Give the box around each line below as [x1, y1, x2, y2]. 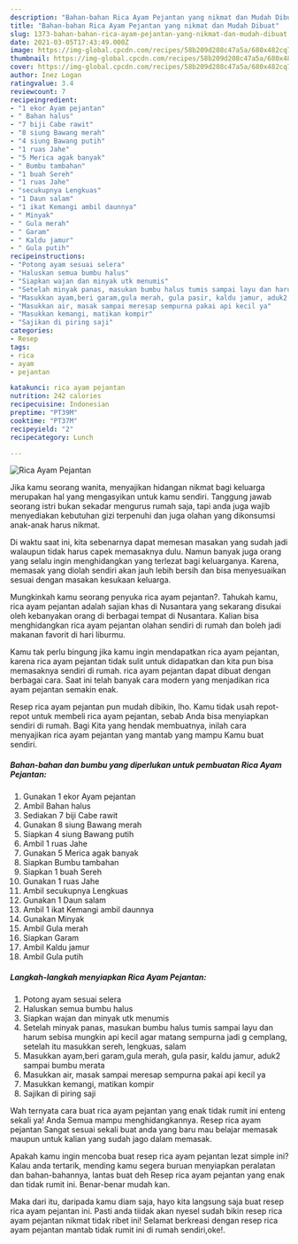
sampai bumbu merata [22, 1060, 105, 1071]
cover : [10, 63, 34, 72]
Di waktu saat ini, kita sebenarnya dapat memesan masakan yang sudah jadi [10, 537, 288, 548]
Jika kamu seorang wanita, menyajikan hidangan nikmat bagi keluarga [10, 482, 265, 493]
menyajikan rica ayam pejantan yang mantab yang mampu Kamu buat [10, 730, 264, 740]
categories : [10, 326, 54, 335]
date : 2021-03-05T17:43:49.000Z [10, 37, 129, 47]
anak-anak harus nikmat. [10, 520, 101, 530]
